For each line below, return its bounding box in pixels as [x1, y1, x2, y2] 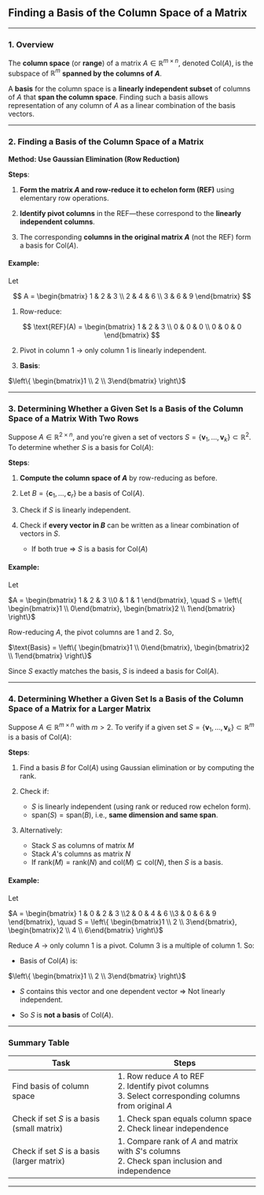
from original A [117, 1100, 173, 1111]
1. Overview [8, 39, 54, 50]
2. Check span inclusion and [117, 1155, 222, 1166]
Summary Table [8, 1037, 70, 1048]
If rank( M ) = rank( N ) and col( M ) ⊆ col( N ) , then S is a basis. [31, 858, 224, 867]
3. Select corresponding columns [117, 1090, 240, 1101]
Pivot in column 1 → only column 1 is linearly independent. [19, 345, 207, 355]
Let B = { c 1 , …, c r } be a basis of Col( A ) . [19, 488, 145, 500]
